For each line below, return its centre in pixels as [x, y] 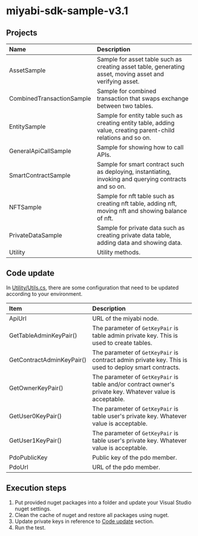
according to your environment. [44, 293]
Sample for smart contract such [141, 164]
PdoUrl [19, 467]
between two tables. [125, 106]
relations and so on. [124, 138]
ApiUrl [18, 318]
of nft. [105, 218]
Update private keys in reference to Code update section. [84, 521]
